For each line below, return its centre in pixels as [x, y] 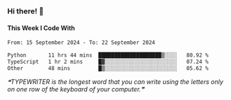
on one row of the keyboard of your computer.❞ [76, 89]
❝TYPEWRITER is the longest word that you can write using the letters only [115, 81]
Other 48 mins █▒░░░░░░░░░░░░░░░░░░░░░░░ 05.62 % [108, 68]
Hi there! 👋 [26, 11]
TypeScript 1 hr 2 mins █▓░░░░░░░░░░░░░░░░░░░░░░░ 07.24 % [108, 62]
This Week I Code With [41, 28]
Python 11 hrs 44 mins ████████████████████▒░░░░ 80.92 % [108, 55]
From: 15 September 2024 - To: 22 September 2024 [81, 43]
